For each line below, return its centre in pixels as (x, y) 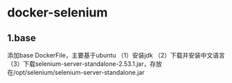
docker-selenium (57, 13)
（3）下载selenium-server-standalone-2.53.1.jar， (79, 64)
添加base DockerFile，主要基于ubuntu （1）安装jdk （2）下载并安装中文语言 (116, 55)
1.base (21, 38)
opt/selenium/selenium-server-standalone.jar (80, 72)
